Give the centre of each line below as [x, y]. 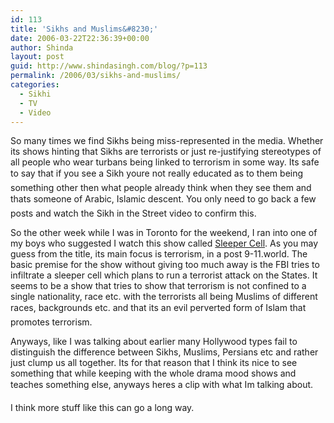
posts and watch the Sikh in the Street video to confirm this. [133, 213]
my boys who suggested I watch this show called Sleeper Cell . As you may [164, 243]
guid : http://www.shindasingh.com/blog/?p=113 [109, 66]
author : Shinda [42, 47]
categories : [35, 85]
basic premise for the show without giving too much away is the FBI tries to [165, 265]
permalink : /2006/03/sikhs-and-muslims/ [96, 76]
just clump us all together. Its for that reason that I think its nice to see [154, 363]
